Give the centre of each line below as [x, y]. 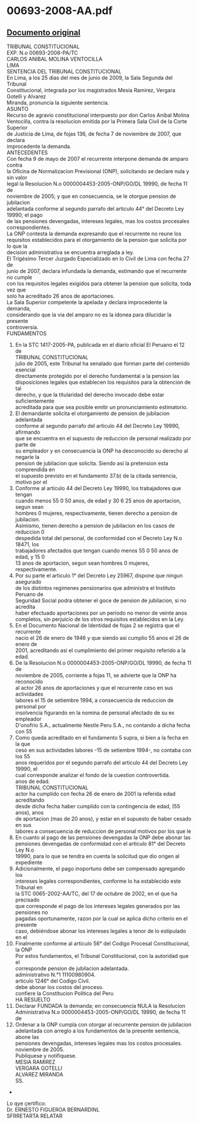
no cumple [20, 277]
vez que [16, 290]
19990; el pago [25, 215]
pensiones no [32, 912]
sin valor [17, 178]
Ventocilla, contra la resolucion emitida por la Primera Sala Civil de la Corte [97, 121]
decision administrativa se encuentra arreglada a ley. [70, 252]
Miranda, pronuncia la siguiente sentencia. [58, 103]
